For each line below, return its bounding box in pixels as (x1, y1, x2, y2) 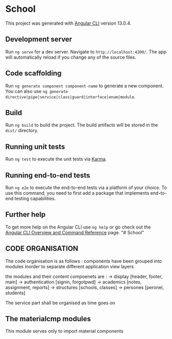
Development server (5, 35, 72, 44)
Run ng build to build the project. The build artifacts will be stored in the (5, 122, 158, 128)
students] (5, 290, 26, 296)
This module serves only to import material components (5, 328, 124, 334)
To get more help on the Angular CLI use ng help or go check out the (5, 224, 151, 230)
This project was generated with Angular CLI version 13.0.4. (5, 20, 132, 26)
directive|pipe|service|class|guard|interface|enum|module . (5, 93, 136, 100)
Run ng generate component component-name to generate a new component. (5, 83, 164, 89)
